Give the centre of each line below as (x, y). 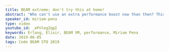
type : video (18, 24)
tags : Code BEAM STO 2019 (32, 42)
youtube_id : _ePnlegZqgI (31, 28)
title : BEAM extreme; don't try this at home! (55, 10)
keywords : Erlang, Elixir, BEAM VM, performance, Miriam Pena (72, 33)
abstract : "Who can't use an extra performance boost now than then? (80, 14)
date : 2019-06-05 (23, 38)
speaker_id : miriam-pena (31, 19)
